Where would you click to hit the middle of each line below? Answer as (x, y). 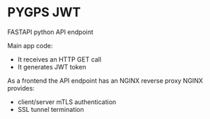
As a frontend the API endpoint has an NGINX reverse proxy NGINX (105, 80)
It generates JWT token (52, 67)
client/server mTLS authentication (67, 102)
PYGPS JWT (44, 12)
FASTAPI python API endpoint (51, 32)
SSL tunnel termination (51, 109)
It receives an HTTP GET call (59, 59)
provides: (21, 88)
